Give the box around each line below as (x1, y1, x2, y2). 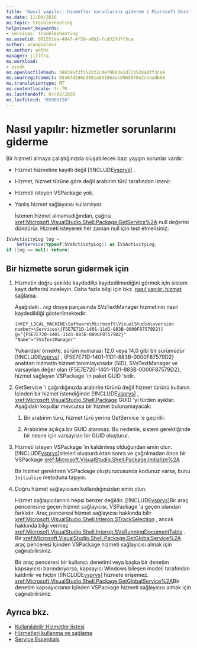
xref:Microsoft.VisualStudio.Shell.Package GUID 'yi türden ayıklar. (14, 397, 175, 403)
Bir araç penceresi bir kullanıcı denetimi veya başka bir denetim (14, 558, 170, 566)
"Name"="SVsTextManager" (14, 337, 76, 343)
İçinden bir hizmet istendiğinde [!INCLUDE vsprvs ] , (14, 390, 139, 397)
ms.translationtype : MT (6, 81, 65, 87)
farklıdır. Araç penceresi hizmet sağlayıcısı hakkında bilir (14, 509, 152, 516)
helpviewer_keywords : (6, 25, 60, 31)
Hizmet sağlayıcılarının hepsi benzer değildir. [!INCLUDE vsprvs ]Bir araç (14, 497, 189, 504)
